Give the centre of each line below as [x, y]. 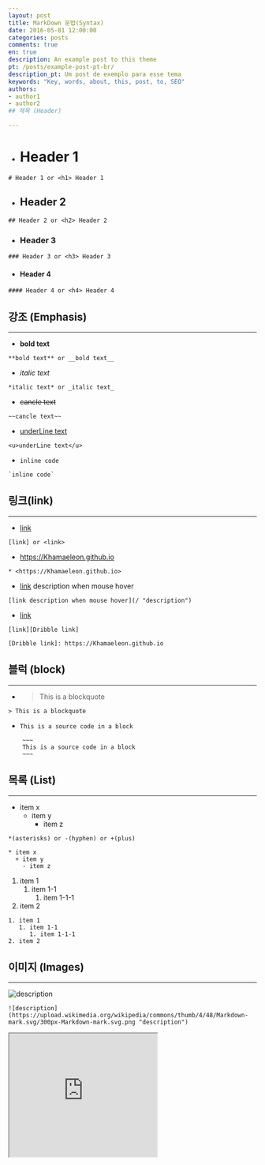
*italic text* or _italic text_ [61, 388]
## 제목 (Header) [35, 111]
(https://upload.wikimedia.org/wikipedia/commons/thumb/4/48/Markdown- [128, 1016]
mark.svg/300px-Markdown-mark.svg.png [72, 1022]
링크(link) [31, 501]
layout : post [30, 15]
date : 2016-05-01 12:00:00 [52, 30]
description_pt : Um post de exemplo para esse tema [95, 74]
